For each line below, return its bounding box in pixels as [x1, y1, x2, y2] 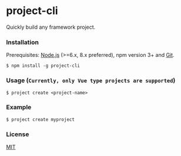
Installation [6, 38, 39, 46]
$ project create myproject [6, 116, 75, 123]
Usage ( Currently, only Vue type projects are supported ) [6, 76, 176, 84]
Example [6, 103, 32, 111]
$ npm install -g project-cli [6, 63, 81, 69]
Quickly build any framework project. [6, 23, 96, 30]
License [6, 130, 29, 138]
